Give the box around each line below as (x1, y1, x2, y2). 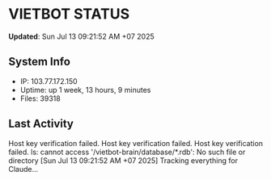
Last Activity (8, 117, 74, 131)
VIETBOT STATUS (8, 5, 130, 23)
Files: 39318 (19, 94, 61, 103)
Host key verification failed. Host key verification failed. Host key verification (8, 138, 264, 148)
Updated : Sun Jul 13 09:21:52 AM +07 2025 (8, 31, 155, 41)
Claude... (8, 164, 39, 174)
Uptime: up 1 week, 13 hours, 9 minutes (19, 85, 151, 94)
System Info (8, 55, 71, 69)
